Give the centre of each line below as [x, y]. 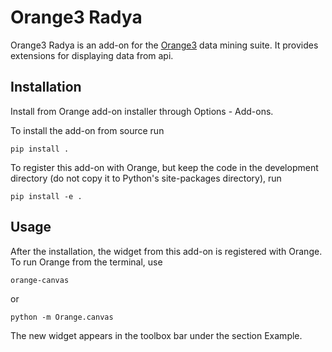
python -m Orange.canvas [62, 317]
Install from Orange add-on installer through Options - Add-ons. [142, 111]
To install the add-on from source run [87, 130]
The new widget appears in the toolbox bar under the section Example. [156, 335]
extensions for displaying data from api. [92, 55]
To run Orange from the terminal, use [86, 262]
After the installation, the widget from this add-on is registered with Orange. [166, 251]
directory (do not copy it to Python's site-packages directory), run [146, 178]
